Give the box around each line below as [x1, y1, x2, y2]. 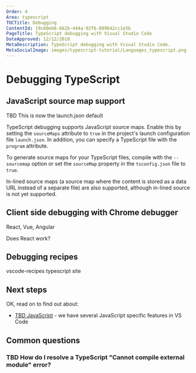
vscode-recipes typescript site [6, 268, 81, 275]
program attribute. [6, 142, 49, 149]
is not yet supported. [6, 190, 57, 197]
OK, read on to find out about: [6, 300, 79, 308]
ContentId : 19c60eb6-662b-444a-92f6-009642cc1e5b [6, 25, 131, 31]
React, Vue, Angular [6, 223, 55, 230]
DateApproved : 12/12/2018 [6, 36, 70, 42]
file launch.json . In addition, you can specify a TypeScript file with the [6, 136, 177, 143]
